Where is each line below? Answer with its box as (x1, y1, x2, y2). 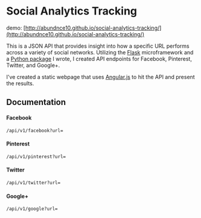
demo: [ (6, 24, 26, 31)
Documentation (6, 97, 66, 107)
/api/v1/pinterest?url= (6, 153, 66, 159)
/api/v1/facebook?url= (6, 127, 63, 133)
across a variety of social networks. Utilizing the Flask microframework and (6, 48, 194, 56)
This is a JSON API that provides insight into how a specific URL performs (6, 42, 190, 50)
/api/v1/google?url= (6, 206, 59, 212)
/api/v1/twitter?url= (6, 179, 61, 185)
